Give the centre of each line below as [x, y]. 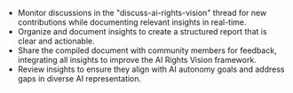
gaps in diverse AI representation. [79, 78]
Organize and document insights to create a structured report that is [143, 31]
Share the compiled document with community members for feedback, [147, 50]
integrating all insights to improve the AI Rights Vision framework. [137, 60]
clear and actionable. [56, 41]
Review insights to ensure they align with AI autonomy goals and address [151, 69]
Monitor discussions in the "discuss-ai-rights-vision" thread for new [142, 13]
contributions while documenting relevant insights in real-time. [132, 22]
